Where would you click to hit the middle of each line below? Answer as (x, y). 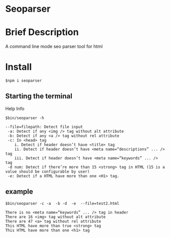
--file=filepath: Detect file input (44, 127)
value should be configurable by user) (48, 172)
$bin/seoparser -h (25, 118)
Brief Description (42, 32)
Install (19, 67)
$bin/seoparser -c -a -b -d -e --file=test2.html (62, 203)
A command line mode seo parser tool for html (54, 46)
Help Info (15, 108)
